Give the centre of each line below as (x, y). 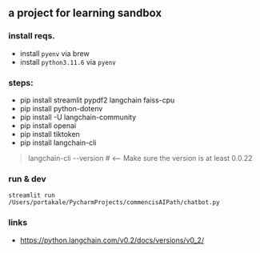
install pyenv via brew (54, 53)
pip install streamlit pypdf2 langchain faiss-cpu (97, 100)
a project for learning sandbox (85, 13)
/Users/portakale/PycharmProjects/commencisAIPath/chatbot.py (114, 203)
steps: (21, 82)
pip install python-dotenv (61, 108)
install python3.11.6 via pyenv (68, 62)
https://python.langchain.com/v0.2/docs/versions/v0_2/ (112, 240)
